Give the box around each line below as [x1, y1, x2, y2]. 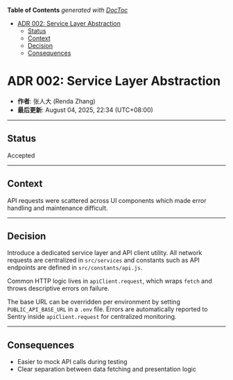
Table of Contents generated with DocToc [7, 6, 128, 14]
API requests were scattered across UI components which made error [7, 196, 207, 204]
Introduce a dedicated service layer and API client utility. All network [7, 249, 202, 257]
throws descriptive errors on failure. [7, 284, 110, 292]
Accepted [7, 151, 35, 159]
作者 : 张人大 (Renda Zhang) [17, 97, 96, 105]
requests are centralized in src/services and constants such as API [7, 256, 200, 265]
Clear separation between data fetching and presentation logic [17, 365, 196, 374]
